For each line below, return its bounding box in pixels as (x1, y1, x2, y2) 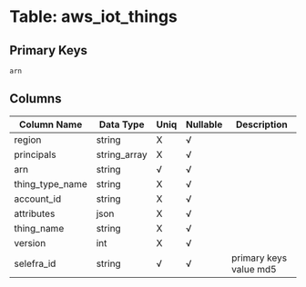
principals (14, 148, 56, 161)
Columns (9, 91, 62, 106)
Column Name (19, 118, 83, 131)
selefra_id (14, 257, 56, 270)
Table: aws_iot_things (9, 6, 178, 27)
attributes (14, 207, 56, 220)
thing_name (14, 222, 65, 234)
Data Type (98, 118, 145, 131)
